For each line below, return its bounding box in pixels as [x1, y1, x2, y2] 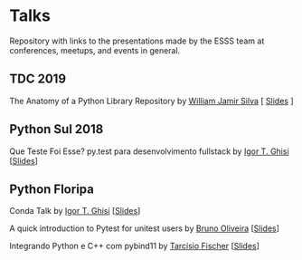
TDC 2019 [9, 72, 66, 87]
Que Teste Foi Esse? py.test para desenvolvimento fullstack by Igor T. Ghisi [9, 146, 289, 157]
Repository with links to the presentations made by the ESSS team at [9, 35, 265, 46]
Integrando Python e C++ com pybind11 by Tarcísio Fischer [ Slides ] [9, 241, 260, 252]
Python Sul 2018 [9, 121, 104, 137]
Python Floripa [9, 181, 95, 197]
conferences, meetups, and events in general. [9, 44, 181, 55]
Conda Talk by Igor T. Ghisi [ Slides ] [9, 206, 141, 217]
